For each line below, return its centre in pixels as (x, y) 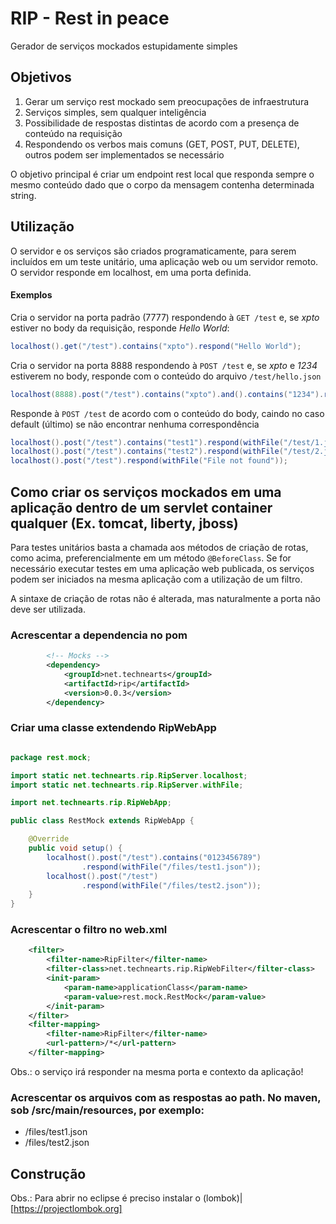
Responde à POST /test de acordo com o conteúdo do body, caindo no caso (167, 413)
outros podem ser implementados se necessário (124, 154)
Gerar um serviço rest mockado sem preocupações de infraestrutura (167, 101)
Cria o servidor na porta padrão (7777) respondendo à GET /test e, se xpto (165, 317)
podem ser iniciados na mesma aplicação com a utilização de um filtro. (156, 579)
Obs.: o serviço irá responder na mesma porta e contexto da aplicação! (157, 1071)
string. (23, 195)
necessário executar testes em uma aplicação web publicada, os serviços (162, 568)
